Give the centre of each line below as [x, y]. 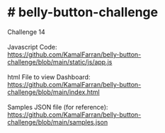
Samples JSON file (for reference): [58, 107]
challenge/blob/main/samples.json [58, 122]
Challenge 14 [27, 32]
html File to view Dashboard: [49, 77]
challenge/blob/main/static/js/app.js [60, 62]
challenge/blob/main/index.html [54, 92]
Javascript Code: [32, 47]
